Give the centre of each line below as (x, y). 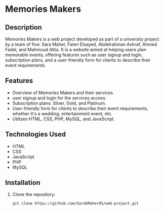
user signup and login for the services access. (59, 98)
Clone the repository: (34, 194)
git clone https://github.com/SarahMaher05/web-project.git (75, 204)
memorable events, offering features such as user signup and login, (74, 55)
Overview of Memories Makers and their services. (63, 93)
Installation (23, 183)
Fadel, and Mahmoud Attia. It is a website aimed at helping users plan (76, 50)
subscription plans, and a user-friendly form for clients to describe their (78, 60)
